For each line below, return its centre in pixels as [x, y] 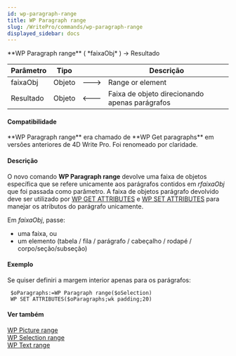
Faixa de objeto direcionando [156, 94]
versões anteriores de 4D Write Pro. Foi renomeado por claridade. [103, 145]
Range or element [137, 83]
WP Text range [29, 345]
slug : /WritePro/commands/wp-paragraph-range [75, 27]
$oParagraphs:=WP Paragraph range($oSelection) [81, 293]
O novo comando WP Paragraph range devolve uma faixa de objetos [107, 176]
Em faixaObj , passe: [36, 220]
